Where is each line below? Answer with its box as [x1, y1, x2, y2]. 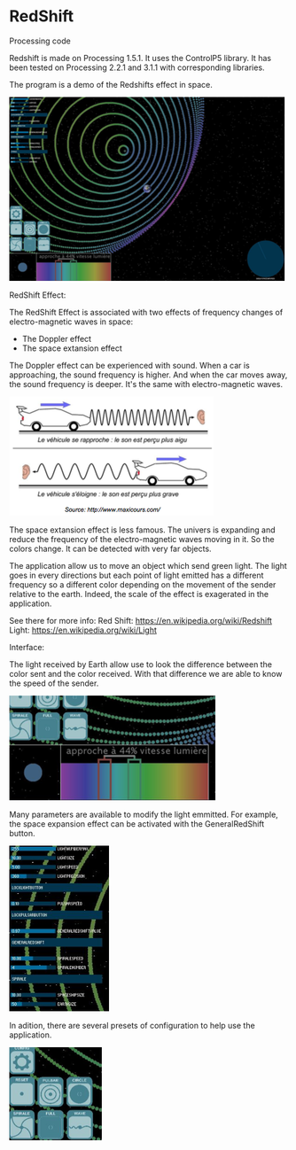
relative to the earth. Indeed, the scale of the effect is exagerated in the [9, 588, 269, 599]
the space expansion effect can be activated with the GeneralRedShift [9, 818, 265, 829]
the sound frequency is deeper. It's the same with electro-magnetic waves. [9, 378, 284, 389]
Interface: [9, 641, 45, 652]
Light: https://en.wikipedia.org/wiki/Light [9, 625, 158, 635]
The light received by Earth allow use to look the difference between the [9, 658, 273, 670]
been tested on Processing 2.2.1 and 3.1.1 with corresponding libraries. [9, 62, 265, 73]
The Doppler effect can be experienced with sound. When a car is [9, 360, 250, 370]
